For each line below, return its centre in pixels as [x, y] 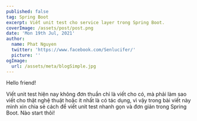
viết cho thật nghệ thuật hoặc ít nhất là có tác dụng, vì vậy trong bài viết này [98, 100]
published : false [27, 11]
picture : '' [26, 55]
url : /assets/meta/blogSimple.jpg [54, 66]
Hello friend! [21, 83]
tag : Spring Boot [27, 17]
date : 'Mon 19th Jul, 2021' [41, 33]
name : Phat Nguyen [34, 45]
